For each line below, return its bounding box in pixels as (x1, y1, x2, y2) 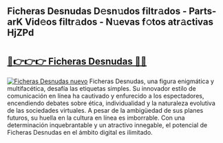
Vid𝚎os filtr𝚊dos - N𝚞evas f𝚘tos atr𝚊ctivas (25, 16, 213, 28)
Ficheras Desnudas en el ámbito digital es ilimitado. (7, 129, 153, 136)
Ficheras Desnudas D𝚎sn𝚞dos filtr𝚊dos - (7, 5, 187, 17)
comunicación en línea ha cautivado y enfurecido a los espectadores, (7, 92, 204, 100)
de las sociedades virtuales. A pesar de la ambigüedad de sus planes (7, 107, 204, 114)
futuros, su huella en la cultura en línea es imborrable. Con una (7, 113, 185, 122)
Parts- (189, 5, 217, 17)
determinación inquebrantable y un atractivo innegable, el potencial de (7, 121, 208, 129)
